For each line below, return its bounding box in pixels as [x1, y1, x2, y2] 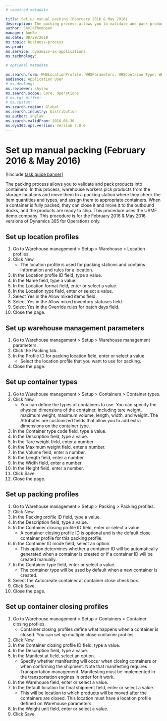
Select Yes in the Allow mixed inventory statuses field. [12, 299, 123, 305]
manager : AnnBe [5, 30, 37, 35]
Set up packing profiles [5, 490, 79, 498]
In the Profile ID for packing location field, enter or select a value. [12, 353, 146, 359]
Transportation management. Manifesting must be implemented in [20, 668, 156, 675]
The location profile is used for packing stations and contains [20, 262, 146, 268]
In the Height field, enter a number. [12, 465, 84, 471]
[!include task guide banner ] [5, 171, 63, 177]
